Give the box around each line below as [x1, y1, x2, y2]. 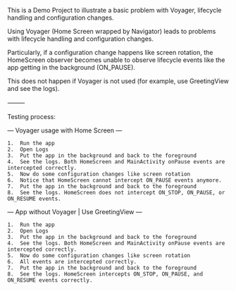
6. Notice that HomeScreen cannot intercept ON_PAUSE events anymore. [7, 177, 222, 184]
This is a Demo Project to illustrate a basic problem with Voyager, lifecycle [7, 6, 222, 14]
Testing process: [7, 113, 56, 120]
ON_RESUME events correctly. [7, 277, 93, 284]
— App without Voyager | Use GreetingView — [7, 208, 142, 216]
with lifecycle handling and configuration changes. [7, 35, 154, 43]
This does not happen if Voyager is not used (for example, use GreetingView [7, 77, 229, 85]
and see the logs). [7, 85, 60, 92]
